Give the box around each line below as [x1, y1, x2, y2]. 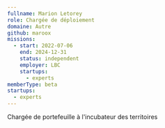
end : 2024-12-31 [19, 49, 68, 56]
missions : [7, 36, 36, 43]
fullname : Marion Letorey [7, 10, 82, 17]
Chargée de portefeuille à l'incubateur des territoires [7, 113, 158, 121]
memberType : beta [7, 81, 58, 88]
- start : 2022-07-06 [13, 42, 73, 49]
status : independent [19, 55, 79, 62]
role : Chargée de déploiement [7, 17, 95, 24]
